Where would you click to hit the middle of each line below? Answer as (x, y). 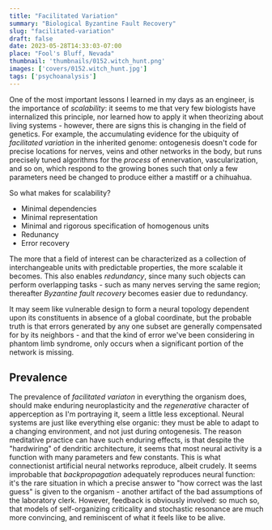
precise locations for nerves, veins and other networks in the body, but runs (136, 151)
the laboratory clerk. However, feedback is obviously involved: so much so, (134, 501)
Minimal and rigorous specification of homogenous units (115, 226)
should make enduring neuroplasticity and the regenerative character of (129, 406)
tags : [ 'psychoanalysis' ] (53, 76)
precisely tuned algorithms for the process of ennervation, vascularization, (134, 160)
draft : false (31, 39)
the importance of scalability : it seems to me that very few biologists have (132, 108)
